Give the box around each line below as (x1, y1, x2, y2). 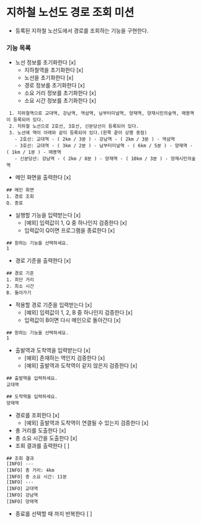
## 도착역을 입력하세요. (6, 393, 58, 400)
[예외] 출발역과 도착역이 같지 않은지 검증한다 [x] (24, 362, 138, 370)
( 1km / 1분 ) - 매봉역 (6, 149, 61, 156)
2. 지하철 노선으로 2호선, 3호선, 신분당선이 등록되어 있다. (9, 123, 139, 130)
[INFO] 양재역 (6, 499, 38, 505)
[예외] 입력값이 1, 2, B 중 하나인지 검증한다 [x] (24, 309, 133, 316)
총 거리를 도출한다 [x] (15, 427, 66, 434)
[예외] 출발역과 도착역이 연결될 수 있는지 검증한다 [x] (24, 419, 149, 426)
